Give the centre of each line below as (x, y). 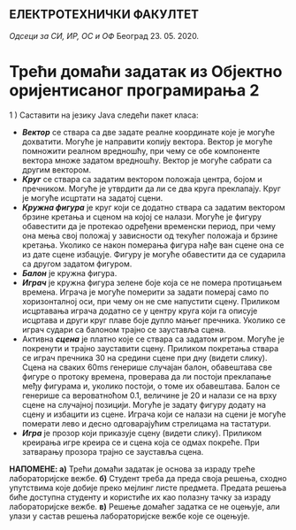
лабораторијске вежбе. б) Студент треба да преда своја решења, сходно (148, 478)
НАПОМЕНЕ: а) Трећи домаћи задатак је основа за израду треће (133, 469)
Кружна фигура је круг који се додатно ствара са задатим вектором (153, 207)
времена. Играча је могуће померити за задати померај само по (145, 292)
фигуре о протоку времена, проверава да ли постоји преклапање (147, 376)
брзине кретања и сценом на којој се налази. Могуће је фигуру (142, 217)
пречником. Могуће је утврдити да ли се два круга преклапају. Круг (151, 188)
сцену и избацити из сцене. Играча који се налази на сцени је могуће (154, 414)
